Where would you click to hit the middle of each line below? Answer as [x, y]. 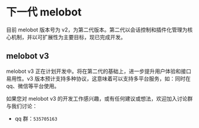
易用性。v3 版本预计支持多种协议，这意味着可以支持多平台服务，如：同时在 [99, 78]
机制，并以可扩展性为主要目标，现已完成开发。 [68, 37]
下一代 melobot [44, 12]
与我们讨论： [22, 106]
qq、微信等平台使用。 [33, 86]
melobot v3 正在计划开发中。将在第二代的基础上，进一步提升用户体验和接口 [99, 71]
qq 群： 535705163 [36, 119]
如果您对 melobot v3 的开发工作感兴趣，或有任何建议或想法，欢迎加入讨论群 [99, 98]
